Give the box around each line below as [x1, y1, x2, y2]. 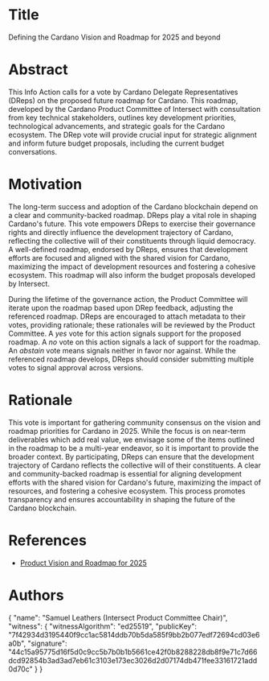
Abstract [8, 60, 68, 79]
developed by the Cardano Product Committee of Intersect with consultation [8, 104, 261, 113]
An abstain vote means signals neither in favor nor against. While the [8, 345, 237, 355]
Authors [8, 586, 64, 605]
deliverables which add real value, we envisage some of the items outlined [8, 435, 255, 444]
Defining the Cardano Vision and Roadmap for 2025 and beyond [8, 32, 221, 42]
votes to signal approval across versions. [8, 362, 144, 372]
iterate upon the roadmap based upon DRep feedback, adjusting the [8, 303, 234, 312]
